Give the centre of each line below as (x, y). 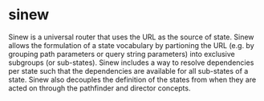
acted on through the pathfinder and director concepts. (100, 88)
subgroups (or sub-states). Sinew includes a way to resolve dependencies (131, 63)
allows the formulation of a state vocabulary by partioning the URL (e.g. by (131, 45)
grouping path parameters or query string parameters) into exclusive (122, 54)
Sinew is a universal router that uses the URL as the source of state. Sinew (131, 37)
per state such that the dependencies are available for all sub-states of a (128, 71)
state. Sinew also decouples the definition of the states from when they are (132, 79)
